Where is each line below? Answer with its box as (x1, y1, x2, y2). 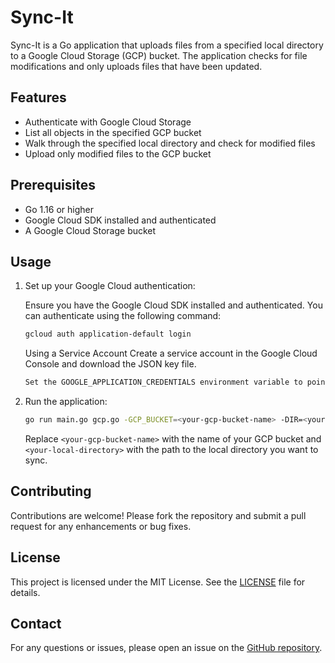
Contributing (10, 483, 92, 500)
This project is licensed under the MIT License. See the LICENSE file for (10, 576, 306, 588)
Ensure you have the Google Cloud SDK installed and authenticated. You (24, 299, 323, 311)
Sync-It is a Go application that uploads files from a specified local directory (10, 39, 324, 51)
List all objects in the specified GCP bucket (24, 126, 202, 138)
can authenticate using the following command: (24, 310, 222, 322)
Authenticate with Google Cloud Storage (24, 116, 192, 128)
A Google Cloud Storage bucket (24, 224, 157, 236)
